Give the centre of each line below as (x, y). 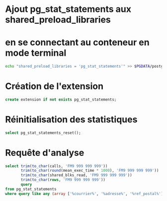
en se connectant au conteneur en (78, 43)
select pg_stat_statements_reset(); (43, 133)
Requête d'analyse (45, 152)
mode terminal (36, 53)
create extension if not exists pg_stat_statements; (61, 100)
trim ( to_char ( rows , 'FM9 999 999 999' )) (63, 180)
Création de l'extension (54, 86)
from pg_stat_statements (31, 189)
